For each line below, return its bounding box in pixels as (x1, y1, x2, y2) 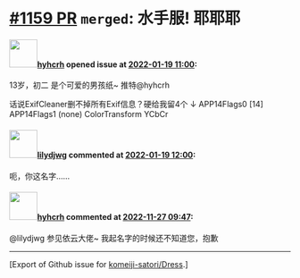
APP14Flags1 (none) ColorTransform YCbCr (9, 109, 169, 120)
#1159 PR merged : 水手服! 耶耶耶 (9, 8, 241, 29)
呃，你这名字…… (9, 171, 71, 181)
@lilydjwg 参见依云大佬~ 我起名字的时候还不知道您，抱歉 (9, 232, 219, 243)
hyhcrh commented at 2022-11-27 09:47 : (37, 212, 194, 223)
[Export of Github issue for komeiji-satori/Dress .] (9, 258, 189, 269)
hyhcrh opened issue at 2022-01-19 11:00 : (37, 59, 198, 70)
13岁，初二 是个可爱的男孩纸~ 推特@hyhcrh (9, 80, 171, 90)
